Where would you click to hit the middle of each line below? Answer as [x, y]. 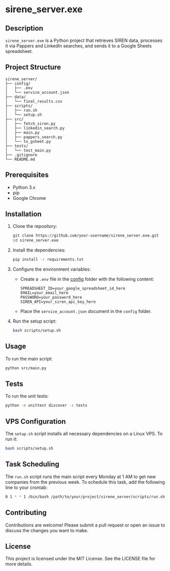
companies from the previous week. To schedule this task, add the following [85, 482]
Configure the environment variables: [52, 269]
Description [24, 28]
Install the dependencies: [39, 250]
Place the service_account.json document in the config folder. [86, 312]
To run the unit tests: [27, 396]
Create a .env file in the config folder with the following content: [87, 279]
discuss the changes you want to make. [47, 530]
